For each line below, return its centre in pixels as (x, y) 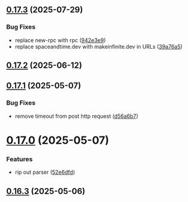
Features (20, 159)
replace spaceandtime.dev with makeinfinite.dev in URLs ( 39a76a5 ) (99, 46)
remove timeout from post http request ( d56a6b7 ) (77, 116)
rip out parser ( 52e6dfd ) (45, 172)
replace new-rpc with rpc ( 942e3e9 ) (60, 40)
